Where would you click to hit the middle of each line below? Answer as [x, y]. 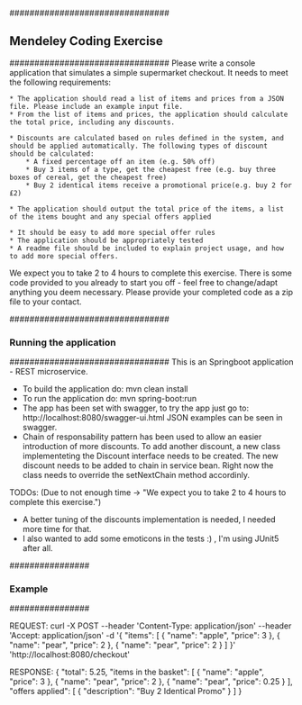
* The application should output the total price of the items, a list [146, 209]
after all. [37, 548]
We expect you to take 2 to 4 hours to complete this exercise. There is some [151, 273]
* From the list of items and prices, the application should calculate [149, 114]
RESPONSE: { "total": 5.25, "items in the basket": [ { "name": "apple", [137, 672]
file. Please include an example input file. [96, 106]
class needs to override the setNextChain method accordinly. [136, 475]
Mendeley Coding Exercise [87, 41]
